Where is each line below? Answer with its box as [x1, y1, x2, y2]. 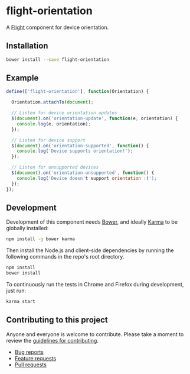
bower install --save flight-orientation [6, 56, 110, 63]
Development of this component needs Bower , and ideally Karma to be [6, 218, 178, 225]
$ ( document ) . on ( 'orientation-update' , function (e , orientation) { [11, 115, 178, 122]
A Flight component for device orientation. [6, 24, 109, 31]
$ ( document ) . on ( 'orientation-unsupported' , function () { [11, 170, 155, 176]
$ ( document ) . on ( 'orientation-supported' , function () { [11, 143, 149, 149]
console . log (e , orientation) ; [17, 121, 91, 127]
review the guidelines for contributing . [6, 337, 99, 344]
